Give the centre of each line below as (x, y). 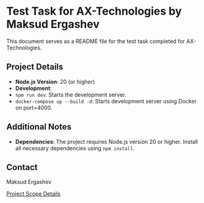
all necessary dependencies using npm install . (75, 148)
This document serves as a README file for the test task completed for (96, 41)
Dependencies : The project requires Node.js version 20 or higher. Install (107, 141)
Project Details (35, 67)
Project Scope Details (34, 194)
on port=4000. (34, 108)
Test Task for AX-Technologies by (94, 11)
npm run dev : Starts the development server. (71, 94)
